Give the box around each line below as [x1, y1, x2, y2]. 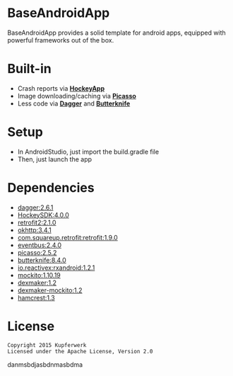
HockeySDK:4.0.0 [17, 210, 69, 219]
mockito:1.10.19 [17, 270, 61, 279]
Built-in [7, 61, 52, 77]
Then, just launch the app [17, 154, 92, 164]
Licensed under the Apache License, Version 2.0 [7, 348, 153, 355]
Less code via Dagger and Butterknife [17, 99, 131, 108]
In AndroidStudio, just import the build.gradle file [17, 147, 160, 156]
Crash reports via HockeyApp [17, 84, 105, 93]
